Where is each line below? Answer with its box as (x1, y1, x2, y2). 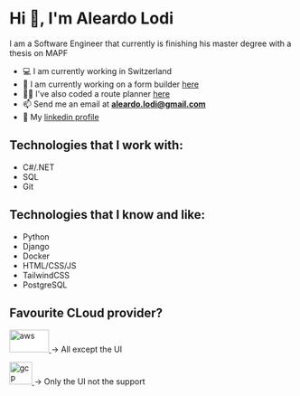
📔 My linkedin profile (22, 111, 99, 122)
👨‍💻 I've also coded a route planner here (22, 88, 170, 99)
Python (22, 231, 50, 242)
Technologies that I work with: (9, 137, 183, 153)
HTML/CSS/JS (22, 259, 77, 270)
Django (22, 240, 50, 251)
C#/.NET (22, 162, 55, 173)
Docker (22, 250, 51, 261)
